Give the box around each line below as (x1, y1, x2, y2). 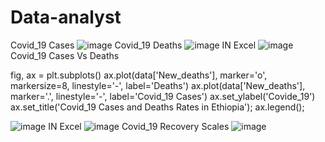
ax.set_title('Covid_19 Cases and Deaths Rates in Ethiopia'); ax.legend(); (10, 101, 305, 113)
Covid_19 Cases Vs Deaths (10, 49, 120, 61)
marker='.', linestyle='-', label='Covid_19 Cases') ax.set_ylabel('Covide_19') (10, 90, 316, 102)
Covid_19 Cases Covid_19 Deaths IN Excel (10, 39, 257, 51)
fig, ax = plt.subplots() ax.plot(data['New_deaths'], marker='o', (10, 69, 268, 81)
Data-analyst (10, 6, 122, 29)
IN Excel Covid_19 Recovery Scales (48, 120, 230, 132)
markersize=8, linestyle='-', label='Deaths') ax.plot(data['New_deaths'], (10, 79, 306, 91)
